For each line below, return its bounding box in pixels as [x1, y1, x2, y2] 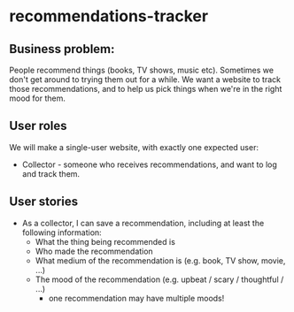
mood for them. [9, 93, 66, 103]
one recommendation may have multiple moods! [48, 293, 225, 303]
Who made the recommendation [35, 246, 153, 256]
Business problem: [9, 42, 115, 57]
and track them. [21, 168, 81, 179]
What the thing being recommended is [35, 236, 175, 247]
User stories [9, 194, 78, 209]
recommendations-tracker [9, 6, 209, 27]
